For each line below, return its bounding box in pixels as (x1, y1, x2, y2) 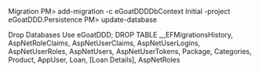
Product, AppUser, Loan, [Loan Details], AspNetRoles (8, 55, 181, 64)
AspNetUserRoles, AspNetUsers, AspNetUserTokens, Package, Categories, (8, 47, 252, 56)
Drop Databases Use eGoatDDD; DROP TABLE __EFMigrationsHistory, (8, 31, 234, 39)
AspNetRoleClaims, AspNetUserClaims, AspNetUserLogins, (8, 38, 201, 48)
